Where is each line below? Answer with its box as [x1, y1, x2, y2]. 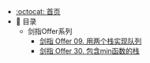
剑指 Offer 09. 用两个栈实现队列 [39, 36, 142, 46]
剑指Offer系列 [27, 27, 73, 35]
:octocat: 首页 [15, 7, 61, 16]
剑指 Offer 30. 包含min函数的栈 [39, 46, 140, 55]
